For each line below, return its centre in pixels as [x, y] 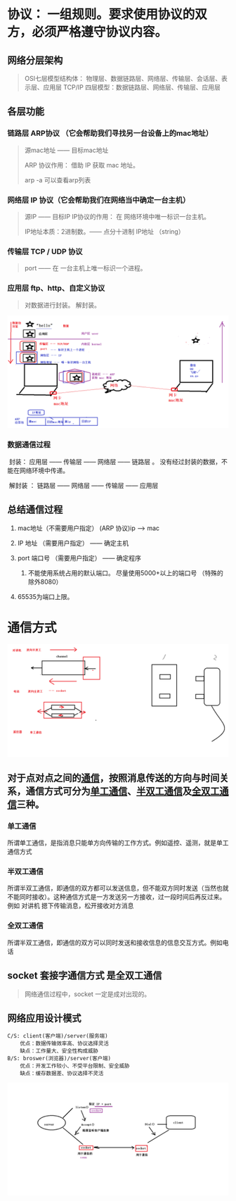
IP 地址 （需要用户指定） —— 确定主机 [73, 543]
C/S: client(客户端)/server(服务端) [58, 1036]
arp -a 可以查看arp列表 [58, 180]
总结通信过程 [35, 510]
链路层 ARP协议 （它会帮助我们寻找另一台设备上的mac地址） [110, 133]
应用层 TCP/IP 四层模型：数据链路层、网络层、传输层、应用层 [132, 87]
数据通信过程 [29, 445]
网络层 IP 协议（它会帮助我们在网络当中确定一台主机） [99, 200]
